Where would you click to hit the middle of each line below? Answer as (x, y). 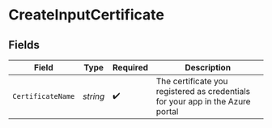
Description (208, 68)
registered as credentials (203, 91)
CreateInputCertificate (86, 15)
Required (130, 68)
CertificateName (44, 96)
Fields (24, 45)
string (93, 96)
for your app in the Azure (203, 101)
